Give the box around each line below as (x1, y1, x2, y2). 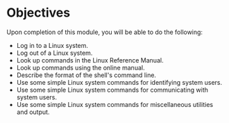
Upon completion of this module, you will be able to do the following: (6, 28, 203, 36)
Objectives (6, 5, 71, 21)
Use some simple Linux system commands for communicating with (16, 85, 209, 94)
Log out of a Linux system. (16, 49, 93, 57)
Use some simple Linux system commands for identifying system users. (16, 78, 223, 86)
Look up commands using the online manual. (16, 63, 145, 72)
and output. (16, 108, 50, 116)
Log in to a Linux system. (16, 41, 88, 49)
